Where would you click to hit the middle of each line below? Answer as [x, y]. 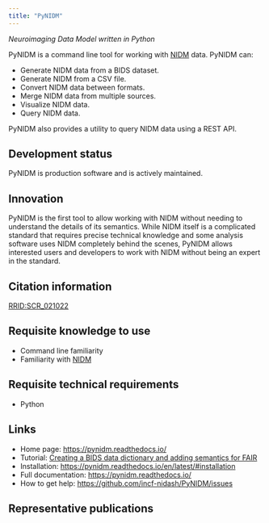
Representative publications [81, 508]
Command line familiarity [61, 350]
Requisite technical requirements [94, 385]
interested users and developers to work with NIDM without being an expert [134, 253]
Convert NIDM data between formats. [82, 87]
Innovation [36, 199]
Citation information [60, 286]
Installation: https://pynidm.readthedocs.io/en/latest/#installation [128, 466]
